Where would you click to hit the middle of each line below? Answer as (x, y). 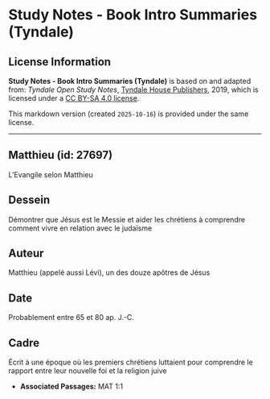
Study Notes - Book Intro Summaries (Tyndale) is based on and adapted (130, 81)
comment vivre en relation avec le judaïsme (80, 228)
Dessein (29, 200)
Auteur (26, 254)
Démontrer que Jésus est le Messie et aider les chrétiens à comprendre (127, 219)
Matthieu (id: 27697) (61, 155)
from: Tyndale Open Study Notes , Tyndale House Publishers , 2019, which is (133, 89)
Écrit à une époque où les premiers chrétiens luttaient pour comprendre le (131, 362)
